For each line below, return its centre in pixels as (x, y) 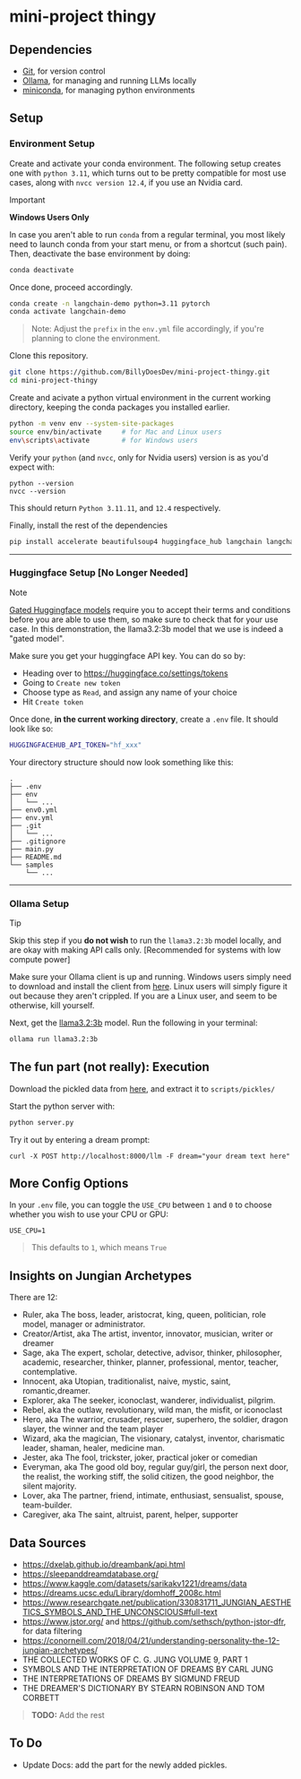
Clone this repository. (49, 356)
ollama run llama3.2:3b (54, 1040)
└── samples (31, 865)
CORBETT (41, 1698)
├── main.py (31, 849)
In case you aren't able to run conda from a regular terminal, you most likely (147, 234)
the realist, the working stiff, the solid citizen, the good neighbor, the (148, 1477)
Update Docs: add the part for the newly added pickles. (125, 1765)
